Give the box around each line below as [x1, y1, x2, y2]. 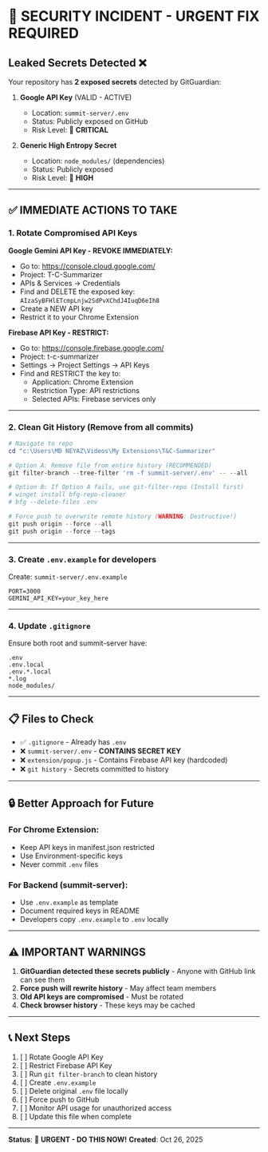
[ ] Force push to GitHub [19, 1094, 100, 1104]
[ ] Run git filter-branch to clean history [19, 1069, 158, 1079]
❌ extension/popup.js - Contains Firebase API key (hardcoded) [19, 755, 228, 765]
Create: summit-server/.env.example [8, 572, 128, 582]
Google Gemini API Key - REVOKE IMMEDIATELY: [8, 245, 173, 255]
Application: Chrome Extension [31, 377, 134, 387]
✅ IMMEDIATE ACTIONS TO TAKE [8, 204, 178, 217]
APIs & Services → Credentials [19, 278, 121, 288]
